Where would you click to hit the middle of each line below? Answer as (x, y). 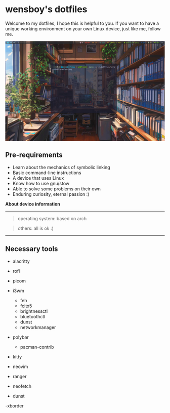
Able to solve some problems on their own (57, 189)
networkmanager (38, 327)
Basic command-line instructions (47, 173)
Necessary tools (32, 249)
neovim (20, 366)
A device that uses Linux (38, 178)
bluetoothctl (33, 316)
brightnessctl (34, 311)
